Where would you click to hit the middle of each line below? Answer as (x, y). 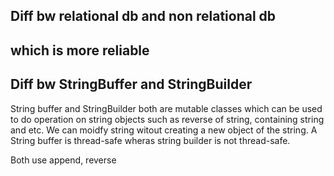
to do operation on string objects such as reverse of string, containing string (167, 119)
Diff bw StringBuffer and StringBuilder (131, 84)
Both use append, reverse (63, 160)
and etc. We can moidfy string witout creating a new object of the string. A (164, 130)
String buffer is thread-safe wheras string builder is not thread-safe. (150, 140)
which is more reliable (80, 50)
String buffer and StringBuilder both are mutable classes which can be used (166, 108)
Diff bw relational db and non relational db (143, 16)
